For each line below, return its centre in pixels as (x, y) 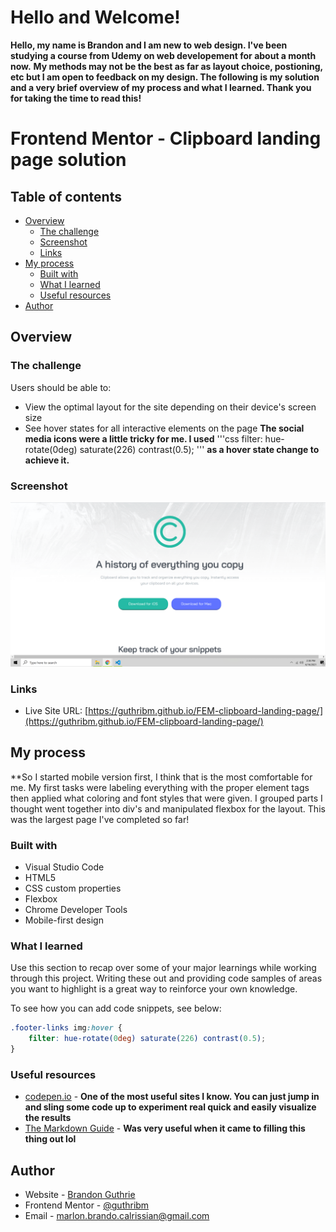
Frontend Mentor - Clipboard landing (166, 138)
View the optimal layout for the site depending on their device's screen (170, 407)
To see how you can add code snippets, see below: (116, 1008)
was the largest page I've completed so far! (100, 819)
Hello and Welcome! (95, 17)
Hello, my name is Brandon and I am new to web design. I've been (149, 45)
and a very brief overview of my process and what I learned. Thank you (161, 87)
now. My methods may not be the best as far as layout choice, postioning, (166, 66)
